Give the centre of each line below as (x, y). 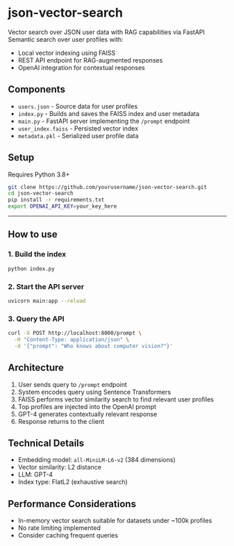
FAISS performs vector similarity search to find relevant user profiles (116, 399)
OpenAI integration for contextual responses (81, 67)
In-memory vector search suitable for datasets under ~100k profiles (115, 521)
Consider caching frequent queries (68, 536)
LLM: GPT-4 (35, 474)
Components (36, 89)
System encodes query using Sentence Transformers (94, 392)
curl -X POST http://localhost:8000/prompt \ (75, 333)
